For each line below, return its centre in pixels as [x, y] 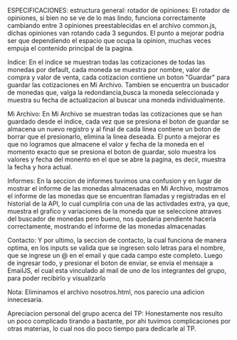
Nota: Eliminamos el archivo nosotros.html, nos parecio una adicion [106, 292]
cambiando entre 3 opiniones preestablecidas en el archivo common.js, [112, 25]
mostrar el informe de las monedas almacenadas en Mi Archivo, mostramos [118, 188]
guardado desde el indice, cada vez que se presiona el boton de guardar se [118, 121]
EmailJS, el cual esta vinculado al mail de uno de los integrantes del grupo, [117, 270]
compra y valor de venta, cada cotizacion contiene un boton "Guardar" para [118, 77]
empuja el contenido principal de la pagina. [70, 48]
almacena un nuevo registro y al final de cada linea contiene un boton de [114, 129]
